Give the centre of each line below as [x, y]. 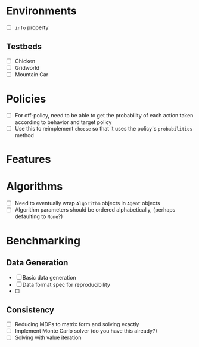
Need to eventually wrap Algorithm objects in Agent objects [87, 203]
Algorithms [35, 187]
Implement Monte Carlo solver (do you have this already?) [86, 331]
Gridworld [27, 67]
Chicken [25, 61]
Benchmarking [43, 241]
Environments [42, 11]
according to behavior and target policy [63, 122]
